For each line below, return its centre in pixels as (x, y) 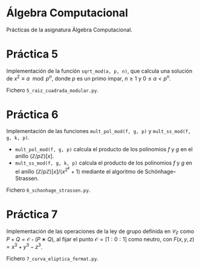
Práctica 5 (32, 54)
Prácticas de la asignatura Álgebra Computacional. (69, 30)
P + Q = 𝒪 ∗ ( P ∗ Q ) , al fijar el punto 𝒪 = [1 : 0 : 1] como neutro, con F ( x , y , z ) (100, 239)
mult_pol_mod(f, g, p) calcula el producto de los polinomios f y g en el (104, 149)
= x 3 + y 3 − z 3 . (24, 246)
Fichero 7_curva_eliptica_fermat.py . (52, 259)
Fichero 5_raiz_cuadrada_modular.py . (52, 90)
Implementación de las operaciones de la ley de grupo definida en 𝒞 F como (100, 232)
